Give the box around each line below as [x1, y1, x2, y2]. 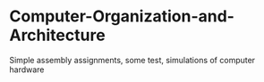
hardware [9, 64, 45, 75]
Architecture [9, 25, 106, 45]
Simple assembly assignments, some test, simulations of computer [9, 54, 256, 65]
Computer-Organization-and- [9, 6, 235, 27]
